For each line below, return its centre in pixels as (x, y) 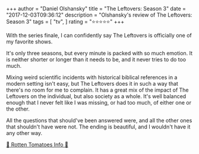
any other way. (24, 133)
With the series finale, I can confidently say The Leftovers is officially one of (99, 35)
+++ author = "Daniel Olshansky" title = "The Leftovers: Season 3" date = (96, 9)
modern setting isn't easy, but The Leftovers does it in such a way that (92, 84)
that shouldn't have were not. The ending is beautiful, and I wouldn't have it (98, 127)
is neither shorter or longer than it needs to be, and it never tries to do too (96, 59)
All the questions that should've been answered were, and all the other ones (99, 120)
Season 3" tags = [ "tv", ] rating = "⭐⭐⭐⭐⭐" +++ (65, 21)
